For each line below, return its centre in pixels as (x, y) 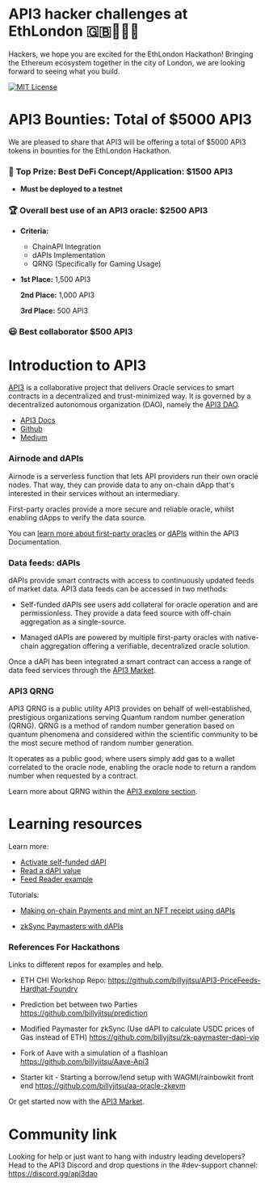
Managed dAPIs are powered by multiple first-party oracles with (127, 637)
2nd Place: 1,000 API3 (57, 295)
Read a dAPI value (50, 871)
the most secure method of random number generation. (101, 743)
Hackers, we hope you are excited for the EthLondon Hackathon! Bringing (131, 54)
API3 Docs (38, 420)
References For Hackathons (64, 948)
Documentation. (35, 541)
